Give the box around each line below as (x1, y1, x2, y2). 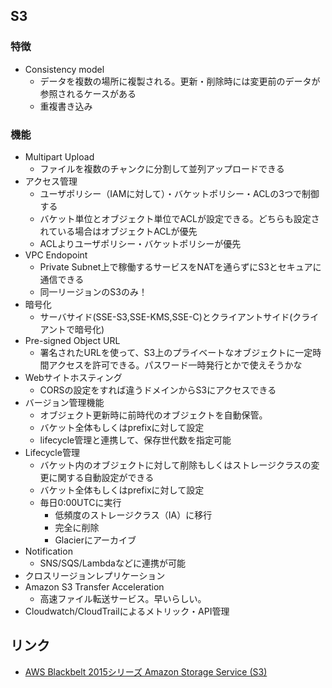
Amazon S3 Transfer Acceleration (24, 580, 165, 593)
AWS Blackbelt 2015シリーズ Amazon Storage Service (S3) (24, 665, 268, 678)
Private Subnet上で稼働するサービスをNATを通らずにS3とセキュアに (39, 260, 322, 273)
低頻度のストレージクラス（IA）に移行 (54, 509, 213, 521)
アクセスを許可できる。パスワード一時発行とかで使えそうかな (48, 359, 303, 371)
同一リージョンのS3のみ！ (39, 285, 148, 298)
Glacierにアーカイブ (54, 534, 137, 546)
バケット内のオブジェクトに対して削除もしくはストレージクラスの (39, 459, 312, 471)
